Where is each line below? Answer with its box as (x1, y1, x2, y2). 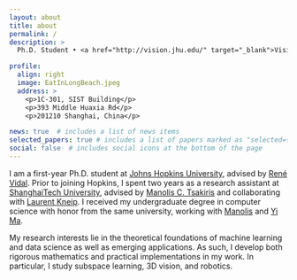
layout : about (9, 12, 62, 22)
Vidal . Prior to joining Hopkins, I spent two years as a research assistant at (9, 177, 280, 188)
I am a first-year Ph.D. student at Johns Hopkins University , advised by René (9, 167, 287, 178)
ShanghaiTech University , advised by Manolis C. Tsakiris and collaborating (9, 187, 281, 198)
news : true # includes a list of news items (9, 128, 179, 136)
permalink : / (9, 29, 57, 38)
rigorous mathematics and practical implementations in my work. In (9, 251, 255, 261)
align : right (17, 70, 65, 80)
